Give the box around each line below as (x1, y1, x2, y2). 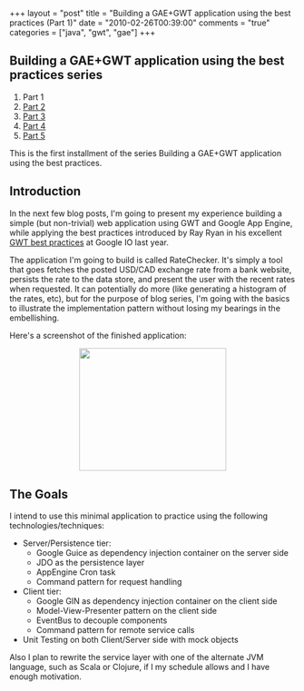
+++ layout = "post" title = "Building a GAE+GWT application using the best (9, 8, 291, 18)
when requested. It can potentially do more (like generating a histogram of (9, 283, 288, 294)
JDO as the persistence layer (35, 558, 145, 568)
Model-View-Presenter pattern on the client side (35, 606, 218, 617)
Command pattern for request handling (35, 577, 182, 587)
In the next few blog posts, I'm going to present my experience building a (9, 208, 283, 219)
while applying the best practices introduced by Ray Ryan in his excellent (9, 227, 283, 238)
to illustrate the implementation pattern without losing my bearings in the (9, 302, 281, 313)
